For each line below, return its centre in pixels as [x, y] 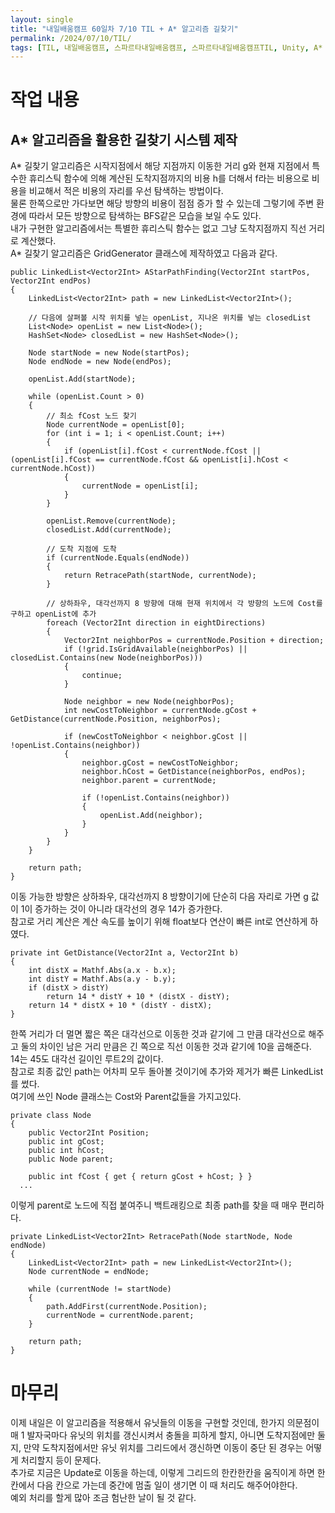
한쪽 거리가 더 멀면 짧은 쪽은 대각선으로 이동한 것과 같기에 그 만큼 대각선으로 [158, 1034]
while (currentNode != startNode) [100, 1289]
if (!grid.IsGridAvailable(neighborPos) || [155, 649]
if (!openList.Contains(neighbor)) [155, 798]
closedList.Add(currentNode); [109, 530]
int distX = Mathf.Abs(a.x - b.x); [102, 971]
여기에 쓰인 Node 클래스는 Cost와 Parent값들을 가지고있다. [126, 1097]
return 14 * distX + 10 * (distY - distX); [120, 1006]
